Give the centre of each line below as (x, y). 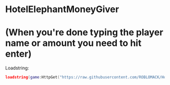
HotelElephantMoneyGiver (62, 9)
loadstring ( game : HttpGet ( (32, 77)
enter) (18, 54)
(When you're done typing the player (84, 33)
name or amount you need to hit (73, 43)
